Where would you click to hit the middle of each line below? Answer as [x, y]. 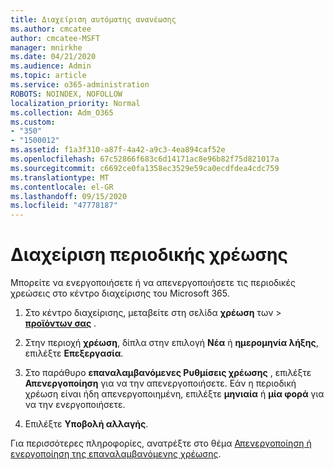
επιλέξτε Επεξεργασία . [74, 353]
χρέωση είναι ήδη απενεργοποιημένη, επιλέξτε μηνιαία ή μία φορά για [174, 394]
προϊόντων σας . [60, 323]
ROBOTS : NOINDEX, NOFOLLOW [66, 94]
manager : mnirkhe [46, 47]
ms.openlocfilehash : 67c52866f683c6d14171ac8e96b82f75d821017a [145, 159]
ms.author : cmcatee [51, 29]
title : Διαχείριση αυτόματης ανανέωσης [93, 19]
